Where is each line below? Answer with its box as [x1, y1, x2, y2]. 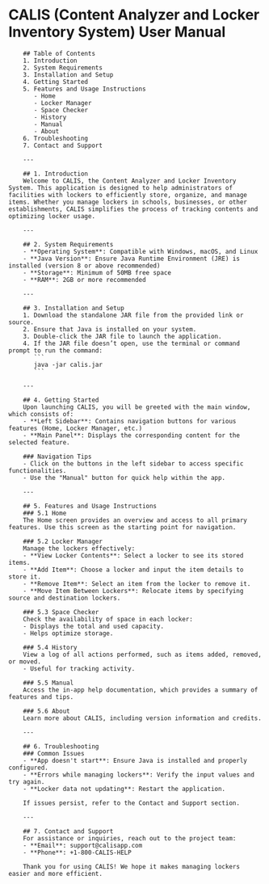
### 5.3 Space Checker [23, 608, 99, 616]
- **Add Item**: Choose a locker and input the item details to [23, 566, 244, 574]
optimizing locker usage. [8, 212, 95, 220]
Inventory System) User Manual [8, 23, 226, 41]
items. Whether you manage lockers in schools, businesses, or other [8, 198, 248, 206]
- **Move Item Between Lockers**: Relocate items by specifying [23, 587, 244, 595]
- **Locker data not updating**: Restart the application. [23, 785, 226, 793]
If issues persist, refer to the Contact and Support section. [23, 798, 241, 807]
